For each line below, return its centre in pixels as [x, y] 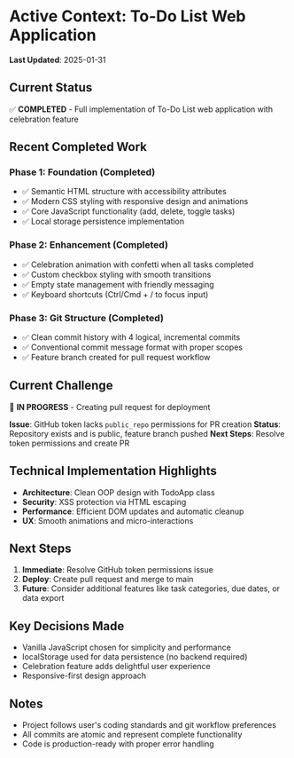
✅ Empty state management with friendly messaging [118, 284]
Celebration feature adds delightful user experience [116, 667]
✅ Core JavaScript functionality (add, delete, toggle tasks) [128, 211]
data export [43, 598]
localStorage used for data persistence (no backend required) [135, 657]
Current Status [51, 87]
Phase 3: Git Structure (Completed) [86, 318]
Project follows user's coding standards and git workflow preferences [149, 725]
